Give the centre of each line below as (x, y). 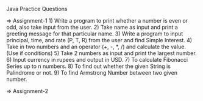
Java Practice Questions (37, 9)
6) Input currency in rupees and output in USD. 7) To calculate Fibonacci (97, 60)
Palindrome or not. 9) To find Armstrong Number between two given (92, 73)
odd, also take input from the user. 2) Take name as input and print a (92, 27)
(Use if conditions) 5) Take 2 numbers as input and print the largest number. (101, 53)
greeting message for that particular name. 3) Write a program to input (95, 34)
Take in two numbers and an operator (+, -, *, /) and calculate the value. (96, 47)
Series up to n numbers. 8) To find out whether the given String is (88, 66)
